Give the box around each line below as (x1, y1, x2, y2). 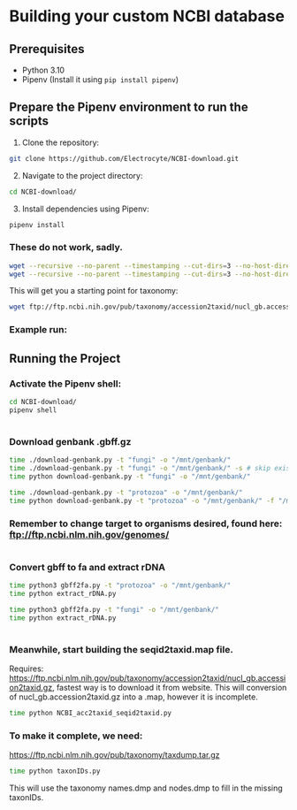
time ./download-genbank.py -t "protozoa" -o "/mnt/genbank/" (9, 488, 243, 497)
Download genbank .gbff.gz (9, 435, 132, 447)
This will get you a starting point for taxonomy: (9, 286, 179, 296)
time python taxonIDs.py (9, 767, 101, 776)
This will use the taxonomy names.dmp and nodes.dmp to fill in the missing (9, 783, 283, 793)
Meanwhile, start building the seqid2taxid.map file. (9, 643, 234, 655)
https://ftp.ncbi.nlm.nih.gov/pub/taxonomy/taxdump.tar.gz (9, 750, 220, 760)
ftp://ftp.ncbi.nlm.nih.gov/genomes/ (9, 528, 170, 540)
